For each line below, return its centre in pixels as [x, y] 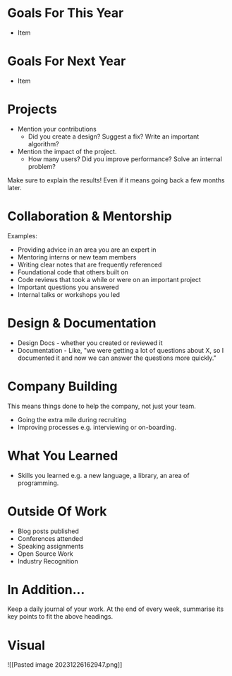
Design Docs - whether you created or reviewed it [90, 343]
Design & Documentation [82, 323]
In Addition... [46, 589]
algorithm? [43, 144]
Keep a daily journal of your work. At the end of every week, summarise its [116, 609]
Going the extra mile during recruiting [72, 419]
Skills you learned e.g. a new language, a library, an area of [103, 475]
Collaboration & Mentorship [90, 216]
